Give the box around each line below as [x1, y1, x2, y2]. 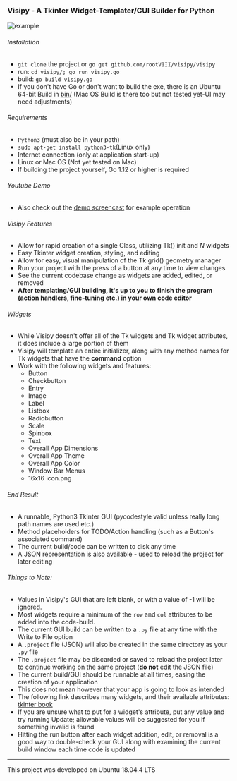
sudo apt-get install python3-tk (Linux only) [17, 143, 150, 151]
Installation [7, 37, 40, 46]
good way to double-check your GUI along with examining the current [17, 737, 221, 746]
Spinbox [28, 429, 53, 437]
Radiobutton [28, 414, 64, 423]
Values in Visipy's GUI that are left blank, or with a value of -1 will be [17, 595, 215, 603]
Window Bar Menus [28, 466, 86, 475]
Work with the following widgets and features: [17, 362, 152, 370]
